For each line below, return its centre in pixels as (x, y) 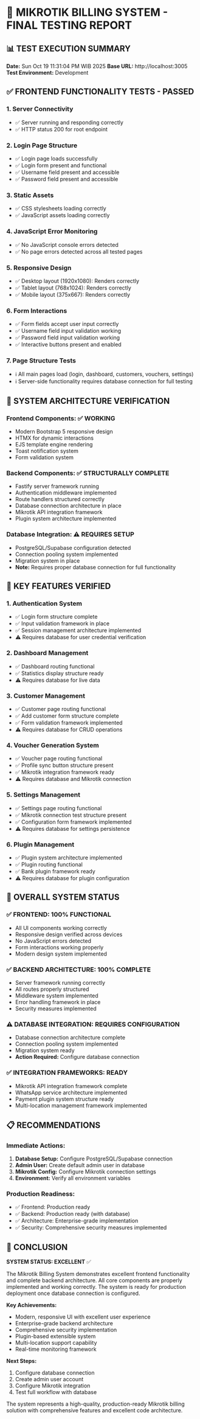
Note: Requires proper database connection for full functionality (95, 567)
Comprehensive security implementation (66, 1330)
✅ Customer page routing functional (60, 709)
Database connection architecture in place (68, 506)
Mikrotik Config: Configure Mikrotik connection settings (85, 1172)
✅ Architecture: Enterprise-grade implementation (77, 1221)
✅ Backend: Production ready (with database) (73, 1214)
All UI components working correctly (61, 928)
